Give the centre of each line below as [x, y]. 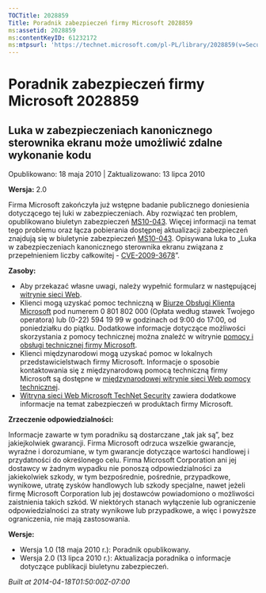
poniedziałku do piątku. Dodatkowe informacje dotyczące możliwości [133, 328]
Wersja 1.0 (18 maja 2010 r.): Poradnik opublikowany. [105, 550]
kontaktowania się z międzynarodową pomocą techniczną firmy [123, 370]
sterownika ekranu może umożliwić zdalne [116, 142]
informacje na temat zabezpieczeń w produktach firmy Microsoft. [126, 404]
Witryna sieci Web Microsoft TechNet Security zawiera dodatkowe [128, 396]
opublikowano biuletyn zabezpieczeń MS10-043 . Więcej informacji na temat [132, 222]
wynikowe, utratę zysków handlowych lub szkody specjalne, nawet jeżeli [127, 485]
